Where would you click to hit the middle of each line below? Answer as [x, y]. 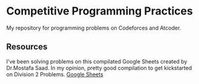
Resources [27, 47]
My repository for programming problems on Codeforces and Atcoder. [94, 28]
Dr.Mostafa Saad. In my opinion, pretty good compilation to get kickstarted [99, 68]
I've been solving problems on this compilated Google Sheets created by [97, 61]
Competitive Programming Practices [100, 11]
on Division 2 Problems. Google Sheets [55, 74]
